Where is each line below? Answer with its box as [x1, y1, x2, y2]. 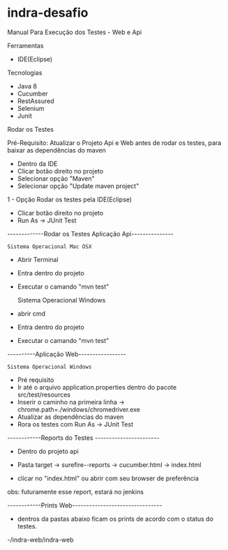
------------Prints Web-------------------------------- [7, 501, 162, 510]
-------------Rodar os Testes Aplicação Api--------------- [7, 229, 174, 238]
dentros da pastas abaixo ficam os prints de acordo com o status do [17, 514, 214, 523]
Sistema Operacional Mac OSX [7, 243, 92, 250]
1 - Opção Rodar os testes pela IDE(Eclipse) [7, 195, 132, 204]
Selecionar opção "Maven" [17, 174, 96, 183]
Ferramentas [7, 41, 44, 49]
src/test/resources [17, 390, 71, 399]
